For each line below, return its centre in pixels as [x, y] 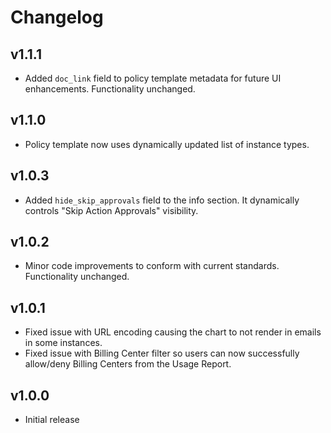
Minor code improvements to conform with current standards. [152, 266]
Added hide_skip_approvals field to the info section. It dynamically [162, 200]
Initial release [52, 420]
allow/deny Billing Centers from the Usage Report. [128, 364]
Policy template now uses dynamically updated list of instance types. [167, 144]
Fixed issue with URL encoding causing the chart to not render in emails [173, 332]
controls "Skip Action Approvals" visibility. [111, 210]
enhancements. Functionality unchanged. [110, 89]
